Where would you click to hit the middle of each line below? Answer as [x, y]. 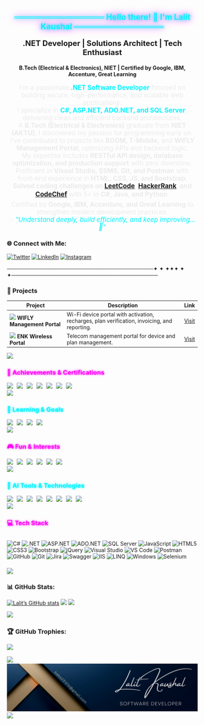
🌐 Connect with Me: [37, 244]
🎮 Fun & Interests [34, 447]
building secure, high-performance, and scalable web [102, 96]
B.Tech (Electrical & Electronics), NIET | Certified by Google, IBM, [102, 68]
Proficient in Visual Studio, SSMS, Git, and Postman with [102, 171]
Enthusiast [102, 53]
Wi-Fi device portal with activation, [110, 314]
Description [123, 306]
